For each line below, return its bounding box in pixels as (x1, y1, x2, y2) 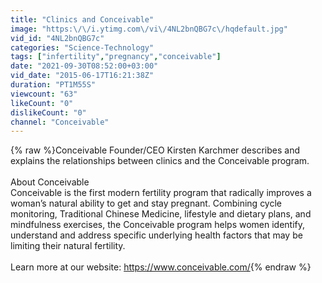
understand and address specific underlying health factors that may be (10, 229, 303, 241)
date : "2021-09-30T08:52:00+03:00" (10, 61, 159, 71)
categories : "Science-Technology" (10, 42, 155, 53)
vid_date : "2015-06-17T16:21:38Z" (10, 71, 155, 81)
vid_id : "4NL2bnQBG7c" (10, 33, 105, 43)
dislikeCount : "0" (10, 107, 87, 118)
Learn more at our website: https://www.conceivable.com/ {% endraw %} (10, 261, 312, 273)
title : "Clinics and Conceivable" (10, 14, 155, 25)
